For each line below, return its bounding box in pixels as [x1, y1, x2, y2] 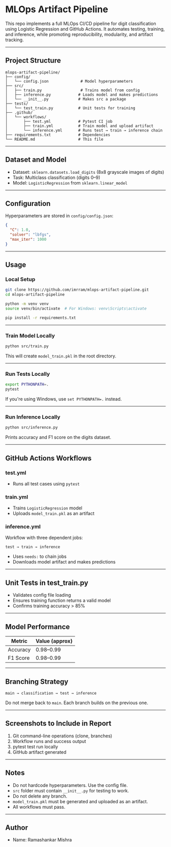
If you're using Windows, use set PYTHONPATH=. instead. [5, 396, 122, 402]
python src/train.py [5, 344, 49, 349]
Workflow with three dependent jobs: [5, 534, 83, 541]
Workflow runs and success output [12, 738, 87, 744]
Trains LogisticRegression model [12, 505, 82, 511]
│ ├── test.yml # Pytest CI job [5, 119, 113, 124]
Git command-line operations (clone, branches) [12, 733, 112, 739]
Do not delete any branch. [12, 793, 68, 799]
